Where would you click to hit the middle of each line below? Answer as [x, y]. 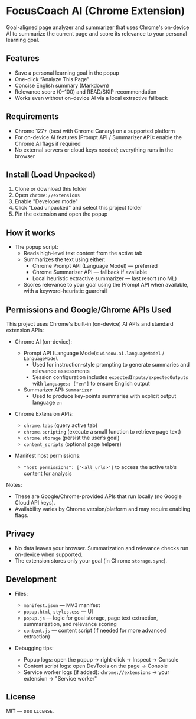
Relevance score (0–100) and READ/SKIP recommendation [86, 92]
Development [32, 580]
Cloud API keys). [35, 503]
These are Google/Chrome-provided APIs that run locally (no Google [98, 496]
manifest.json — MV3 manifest [62, 605]
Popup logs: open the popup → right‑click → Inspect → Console [101, 659]
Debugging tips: [34, 648]
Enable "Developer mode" [46, 201]
